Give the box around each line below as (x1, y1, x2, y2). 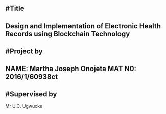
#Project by (5, 47, 43, 56)
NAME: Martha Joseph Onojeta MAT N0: (5, 64, 137, 73)
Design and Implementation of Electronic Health (5, 21, 161, 30)
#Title (5, 4, 25, 13)
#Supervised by (5, 89, 57, 98)
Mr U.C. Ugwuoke (5, 103, 43, 109)
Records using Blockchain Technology (5, 29, 130, 38)
